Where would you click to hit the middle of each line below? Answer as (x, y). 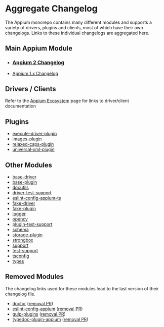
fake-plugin (24, 209)
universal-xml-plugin (33, 150)
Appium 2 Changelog (38, 62)
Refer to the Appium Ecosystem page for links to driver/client (67, 101)
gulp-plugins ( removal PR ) (39, 314)
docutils (20, 188)
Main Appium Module (39, 48)
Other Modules (29, 165)
